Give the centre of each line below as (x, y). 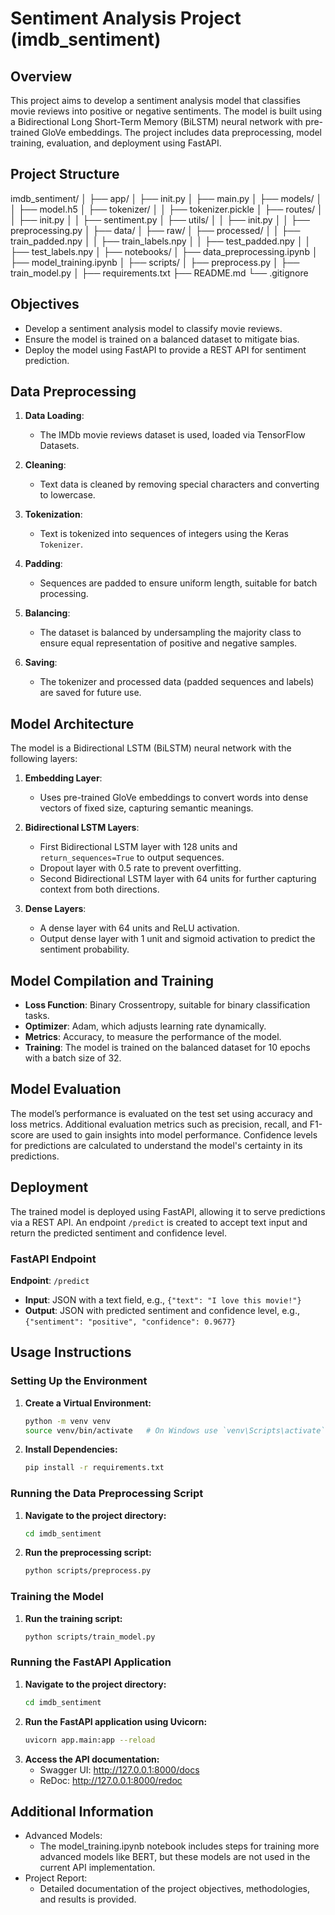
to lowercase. (67, 495)
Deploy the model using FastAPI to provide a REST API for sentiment (165, 349)
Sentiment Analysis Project (126, 18)
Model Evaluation (66, 1089)
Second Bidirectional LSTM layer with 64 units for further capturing (178, 879)
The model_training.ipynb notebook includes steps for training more (179, 1846)
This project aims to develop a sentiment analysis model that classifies (155, 100)
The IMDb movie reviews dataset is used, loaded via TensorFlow (172, 435)
